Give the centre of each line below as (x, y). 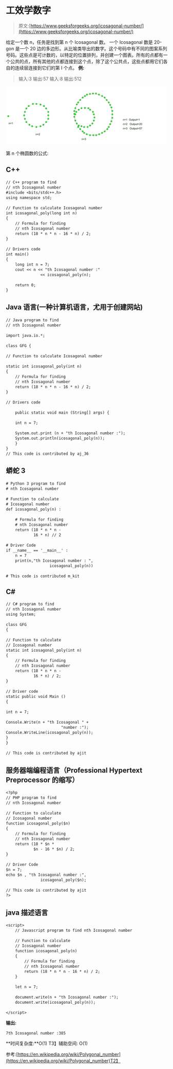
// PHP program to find (31, 798)
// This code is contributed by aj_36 (47, 454)
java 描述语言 (27, 913)
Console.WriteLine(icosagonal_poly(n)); (50, 733)
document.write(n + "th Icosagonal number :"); (67, 997)
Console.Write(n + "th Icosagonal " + (47, 723)
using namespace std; (29, 198)
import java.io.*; (25, 335)
